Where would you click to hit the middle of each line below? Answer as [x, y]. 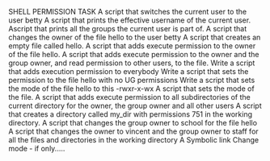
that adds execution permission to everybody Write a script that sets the [129, 71]
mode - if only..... [37, 149]
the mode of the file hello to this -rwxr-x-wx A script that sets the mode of [131, 89]
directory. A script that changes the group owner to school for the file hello [133, 123]
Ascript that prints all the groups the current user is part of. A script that [128, 29]
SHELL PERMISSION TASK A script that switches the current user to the [128, 12]
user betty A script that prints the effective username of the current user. [130, 20]
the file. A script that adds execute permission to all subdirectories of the [129, 97]
